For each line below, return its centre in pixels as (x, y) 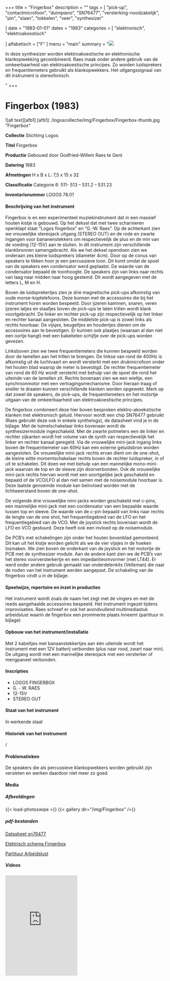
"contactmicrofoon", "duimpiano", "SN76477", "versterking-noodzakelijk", (82, 13)
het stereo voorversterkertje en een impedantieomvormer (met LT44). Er (81, 560)
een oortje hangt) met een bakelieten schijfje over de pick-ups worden (79, 336)
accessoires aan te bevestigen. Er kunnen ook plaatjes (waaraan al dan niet (84, 330)
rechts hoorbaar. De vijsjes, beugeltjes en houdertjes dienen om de (75, 325)
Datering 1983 (20, 165)
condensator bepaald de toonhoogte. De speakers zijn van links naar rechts (84, 272)
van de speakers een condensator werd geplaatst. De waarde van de (77, 267)
